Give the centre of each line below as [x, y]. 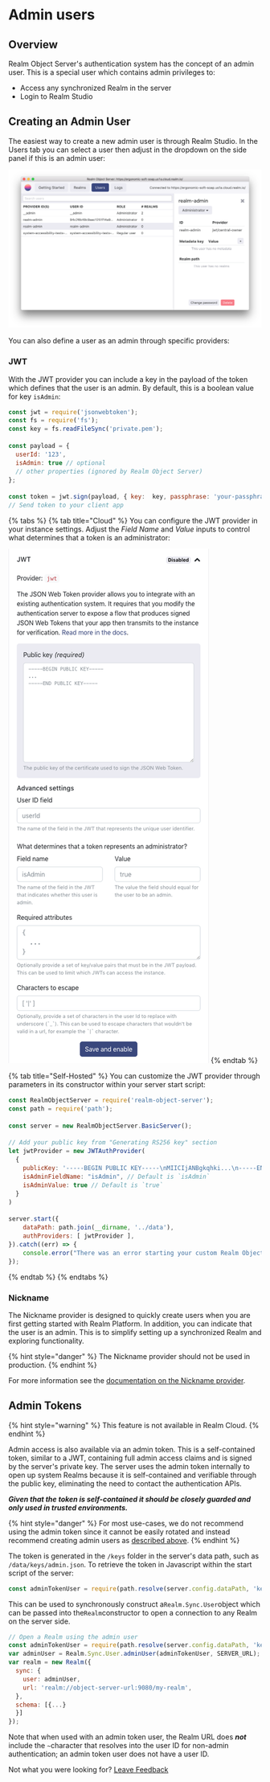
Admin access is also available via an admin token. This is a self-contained [132, 1449]
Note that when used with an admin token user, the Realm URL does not [127, 1737]
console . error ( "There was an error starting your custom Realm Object [143, 1253]
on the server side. [39, 1621]
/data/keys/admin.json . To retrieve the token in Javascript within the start [130, 1564]
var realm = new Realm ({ [50, 1662]
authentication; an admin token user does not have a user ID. [109, 1754]
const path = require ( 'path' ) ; [61, 1109]
